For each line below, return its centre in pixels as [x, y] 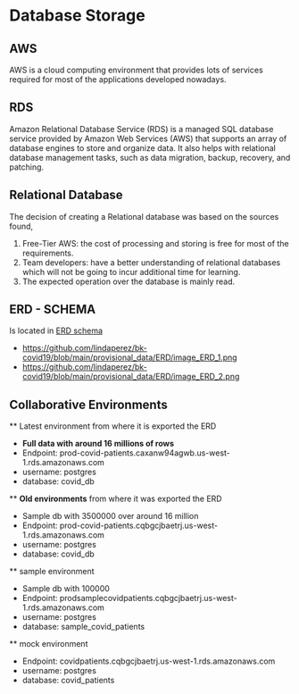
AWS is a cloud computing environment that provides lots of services [136, 70]
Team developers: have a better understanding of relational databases [151, 262]
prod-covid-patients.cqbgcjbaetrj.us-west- [139, 526]
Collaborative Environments [88, 404]
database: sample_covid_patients [83, 627]
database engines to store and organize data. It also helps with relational [143, 147]
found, [21, 226]
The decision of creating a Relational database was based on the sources [144, 216]
